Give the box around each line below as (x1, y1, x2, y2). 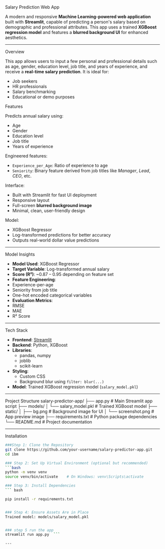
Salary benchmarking (12, 89, 56, 94)
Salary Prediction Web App (5, 4, 60, 10)
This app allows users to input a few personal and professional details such (5, 59, 157, 64)
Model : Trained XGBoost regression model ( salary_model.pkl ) (12, 384, 138, 390)
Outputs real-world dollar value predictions (12, 237, 100, 243)
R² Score (12, 313, 30, 319)
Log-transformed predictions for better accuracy (12, 232, 111, 238)
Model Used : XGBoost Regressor (12, 261, 80, 267)
